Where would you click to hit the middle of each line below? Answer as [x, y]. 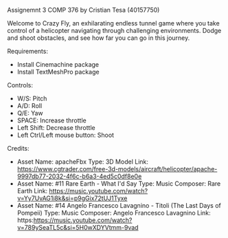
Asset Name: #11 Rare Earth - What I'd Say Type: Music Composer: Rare [119, 184]
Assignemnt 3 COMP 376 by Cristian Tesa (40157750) [83, 10]
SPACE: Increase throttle [52, 120]
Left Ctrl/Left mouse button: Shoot [66, 135]
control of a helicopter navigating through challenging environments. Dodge [114, 31]
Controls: [20, 85]
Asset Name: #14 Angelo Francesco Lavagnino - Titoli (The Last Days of [119, 205]
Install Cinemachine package [58, 64]
